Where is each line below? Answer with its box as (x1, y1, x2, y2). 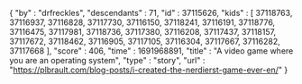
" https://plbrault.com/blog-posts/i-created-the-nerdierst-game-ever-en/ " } (9, 64, 288, 75)
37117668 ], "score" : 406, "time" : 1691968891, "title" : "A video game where (9, 46, 294, 56)
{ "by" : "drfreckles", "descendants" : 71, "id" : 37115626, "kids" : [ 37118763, (9, 8, 293, 18)
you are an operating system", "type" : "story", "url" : (9, 55, 206, 65)
